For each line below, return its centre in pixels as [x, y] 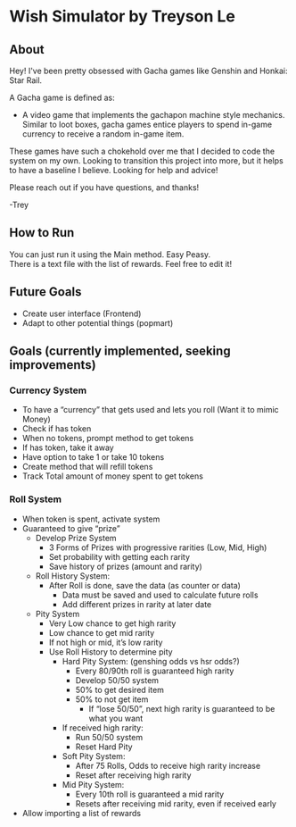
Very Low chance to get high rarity [112, 623]
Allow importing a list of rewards [81, 813]
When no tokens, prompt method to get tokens [108, 439]
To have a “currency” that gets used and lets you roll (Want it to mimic [150, 410]
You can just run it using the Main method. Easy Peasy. [110, 254]
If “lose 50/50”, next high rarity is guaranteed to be [182, 708]
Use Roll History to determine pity [111, 652]
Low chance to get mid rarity [102, 632]
